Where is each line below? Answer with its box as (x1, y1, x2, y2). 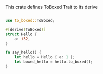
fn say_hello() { (5, 50, 42, 55)
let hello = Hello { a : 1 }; (14, 55, 75, 60)
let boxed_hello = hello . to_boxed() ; (14, 59, 93, 64)
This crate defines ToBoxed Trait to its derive (5, 4, 98, 10)
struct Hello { (5, 32, 37, 37)
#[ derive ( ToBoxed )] (5, 27, 46, 32)
